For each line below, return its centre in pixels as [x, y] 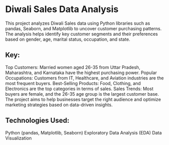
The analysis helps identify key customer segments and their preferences [81, 34]
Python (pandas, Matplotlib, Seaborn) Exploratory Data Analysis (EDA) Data [84, 132]
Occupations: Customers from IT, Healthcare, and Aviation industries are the [84, 78]
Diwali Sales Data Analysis [62, 9]
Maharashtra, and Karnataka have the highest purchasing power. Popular [81, 72]
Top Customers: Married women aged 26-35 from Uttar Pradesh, [73, 67]
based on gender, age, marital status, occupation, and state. [68, 39]
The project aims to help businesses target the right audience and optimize [83, 99]
